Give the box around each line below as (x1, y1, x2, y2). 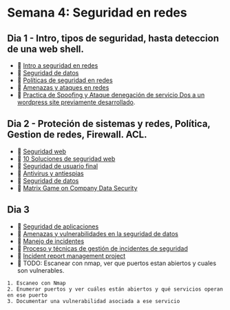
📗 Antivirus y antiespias (17, 169, 84, 177)
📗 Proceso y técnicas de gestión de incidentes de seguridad (17, 244, 188, 253)
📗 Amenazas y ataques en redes (17, 84, 109, 91)
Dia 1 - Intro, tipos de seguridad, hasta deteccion (7, 32, 219, 44)
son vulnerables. (17, 266, 65, 274)
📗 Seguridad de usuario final (17, 162, 98, 170)
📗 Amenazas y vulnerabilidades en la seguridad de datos (17, 229, 179, 238)
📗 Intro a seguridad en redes (17, 61, 98, 70)
